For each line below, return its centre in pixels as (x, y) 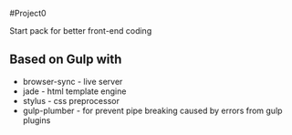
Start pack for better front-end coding (81, 31)
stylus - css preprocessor (71, 100)
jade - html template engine (74, 91)
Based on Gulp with (66, 60)
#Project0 (28, 13)
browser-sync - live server (73, 81)
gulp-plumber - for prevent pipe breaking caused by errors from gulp (152, 110)
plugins (36, 120)
